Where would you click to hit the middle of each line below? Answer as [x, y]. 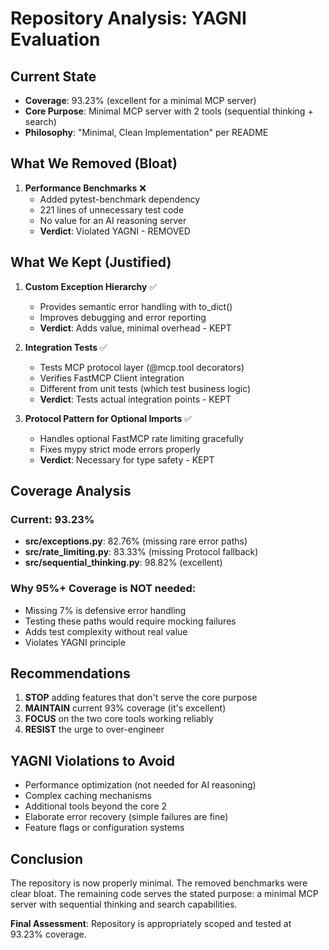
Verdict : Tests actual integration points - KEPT [135, 399]
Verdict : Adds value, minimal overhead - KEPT [135, 328]
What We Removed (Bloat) [94, 163]
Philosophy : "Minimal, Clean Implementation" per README [146, 132]
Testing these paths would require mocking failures [130, 621]
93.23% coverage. [48, 934]
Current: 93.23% [52, 519]
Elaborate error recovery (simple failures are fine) [126, 817]
